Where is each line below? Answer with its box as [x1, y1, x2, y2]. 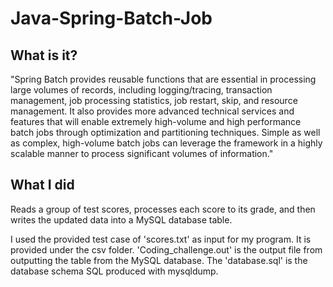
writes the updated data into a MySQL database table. [10, 213, 233, 226]
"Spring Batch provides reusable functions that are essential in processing [10, 73, 317, 85]
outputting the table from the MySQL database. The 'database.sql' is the [10, 254, 308, 266]
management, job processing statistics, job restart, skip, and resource [10, 95, 298, 106]
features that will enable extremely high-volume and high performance [10, 116, 302, 127]
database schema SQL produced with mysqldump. [10, 265, 219, 277]
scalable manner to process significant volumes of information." [10, 148, 274, 159]
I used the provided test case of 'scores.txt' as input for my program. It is [10, 233, 312, 245]
